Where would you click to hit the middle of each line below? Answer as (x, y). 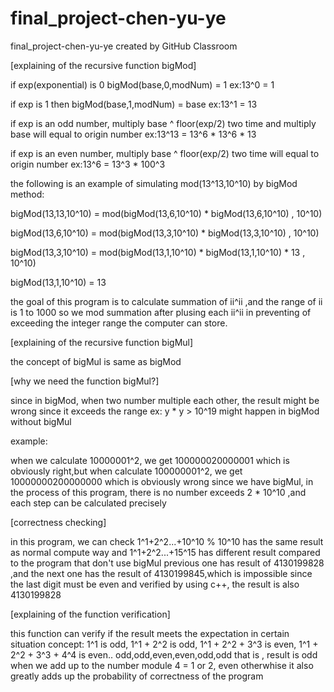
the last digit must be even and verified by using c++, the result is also (155, 584)
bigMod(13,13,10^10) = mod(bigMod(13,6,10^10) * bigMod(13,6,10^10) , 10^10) (166, 213)
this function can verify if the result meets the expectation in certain (150, 633)
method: (27, 194)
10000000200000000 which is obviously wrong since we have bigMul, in (162, 481)
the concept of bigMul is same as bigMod (96, 361)
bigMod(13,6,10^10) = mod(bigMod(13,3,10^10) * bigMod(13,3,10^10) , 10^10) (165, 233)
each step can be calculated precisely (88, 503)
